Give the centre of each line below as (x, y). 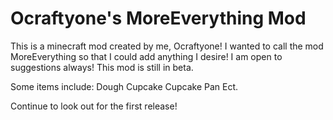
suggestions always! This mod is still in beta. (102, 67)
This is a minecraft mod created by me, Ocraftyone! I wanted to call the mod (167, 46)
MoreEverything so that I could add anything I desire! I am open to (146, 56)
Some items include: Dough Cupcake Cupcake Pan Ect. (124, 86)
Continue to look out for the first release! (94, 106)
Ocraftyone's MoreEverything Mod (158, 18)
